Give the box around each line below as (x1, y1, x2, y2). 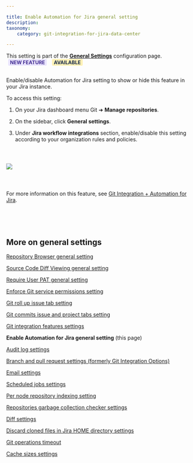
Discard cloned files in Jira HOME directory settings (6, 427, 134, 434)
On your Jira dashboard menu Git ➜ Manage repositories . (14, 106, 159, 114)
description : (6, 19, 39, 26)
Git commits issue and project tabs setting (6, 311, 111, 318)
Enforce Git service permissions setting (6, 288, 104, 295)
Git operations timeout (6, 438, 62, 446)
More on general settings (6, 237, 102, 247)
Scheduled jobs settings (6, 381, 66, 388)
